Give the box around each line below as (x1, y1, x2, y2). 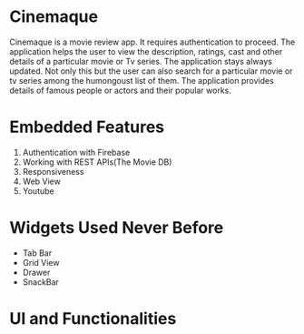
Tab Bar (22, 248, 53, 258)
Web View (22, 176, 61, 187)
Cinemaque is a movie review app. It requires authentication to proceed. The (9, 36, 296, 47)
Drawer (22, 267, 51, 278)
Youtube (22, 185, 54, 197)
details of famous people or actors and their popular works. (9, 85, 231, 96)
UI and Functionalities (9, 309, 177, 329)
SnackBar (22, 276, 59, 288)
